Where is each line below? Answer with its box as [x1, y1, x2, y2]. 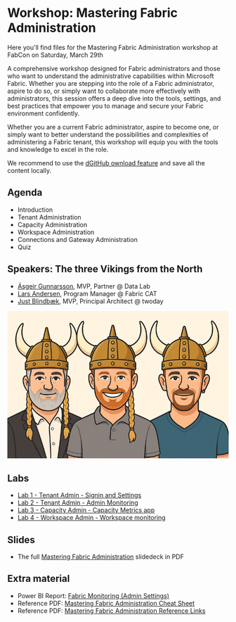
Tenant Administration [17, 212, 82, 221]
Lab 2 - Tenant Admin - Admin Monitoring [17, 498, 138, 507]
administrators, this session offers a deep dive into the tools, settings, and [7, 94, 221, 103]
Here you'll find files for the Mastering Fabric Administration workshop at [7, 43, 218, 51]
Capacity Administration [17, 220, 88, 229]
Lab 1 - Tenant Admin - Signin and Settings [17, 491, 142, 500]
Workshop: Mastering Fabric [7, 5, 178, 21]
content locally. [7, 166, 51, 174]
